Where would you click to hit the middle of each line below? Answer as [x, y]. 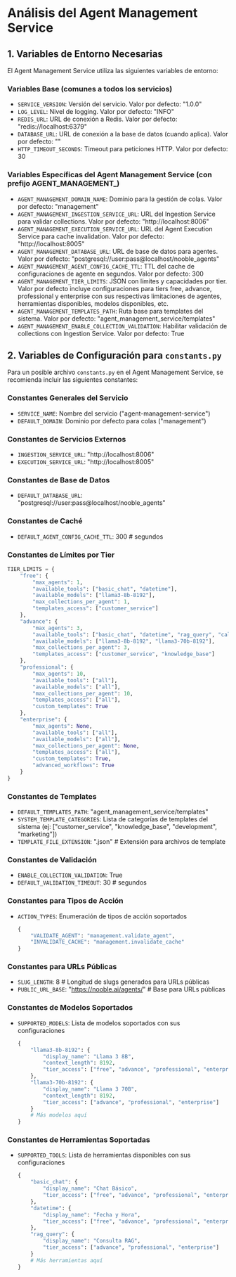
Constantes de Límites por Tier [61, 555]
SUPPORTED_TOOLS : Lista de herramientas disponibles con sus [104, 1155]
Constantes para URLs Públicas [62, 967]
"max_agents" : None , [63, 726]
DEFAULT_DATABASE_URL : [50, 495]
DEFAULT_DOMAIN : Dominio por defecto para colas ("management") [112, 421]
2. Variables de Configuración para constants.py [115, 355]
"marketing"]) [37, 834]
